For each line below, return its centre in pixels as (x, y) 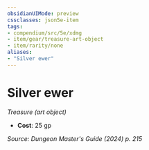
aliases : (20, 53)
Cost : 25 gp (34, 125)
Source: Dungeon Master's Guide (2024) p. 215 (75, 138)
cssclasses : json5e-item (43, 20)
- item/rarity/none (35, 46)
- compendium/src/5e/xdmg (44, 33)
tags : (15, 26)
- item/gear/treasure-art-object (55, 39)
